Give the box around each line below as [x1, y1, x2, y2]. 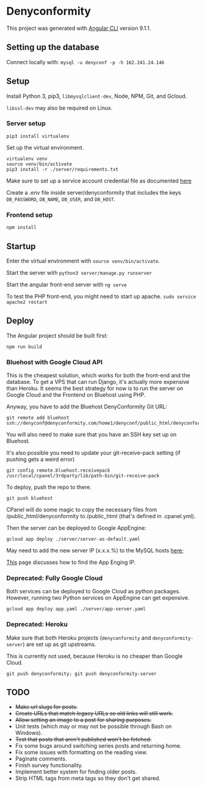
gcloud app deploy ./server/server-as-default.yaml [6, 536, 140, 543]
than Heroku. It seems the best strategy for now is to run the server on [6, 385, 184, 392]
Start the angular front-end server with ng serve [6, 281, 127, 288]
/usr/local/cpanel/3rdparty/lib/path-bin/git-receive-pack [6, 473, 160, 479]
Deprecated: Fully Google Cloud [6, 574, 103, 582]
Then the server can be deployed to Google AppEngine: [6, 524, 146, 532]
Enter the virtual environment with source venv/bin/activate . [6, 257, 160, 264]
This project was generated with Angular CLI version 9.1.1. [6, 24, 151, 32]
